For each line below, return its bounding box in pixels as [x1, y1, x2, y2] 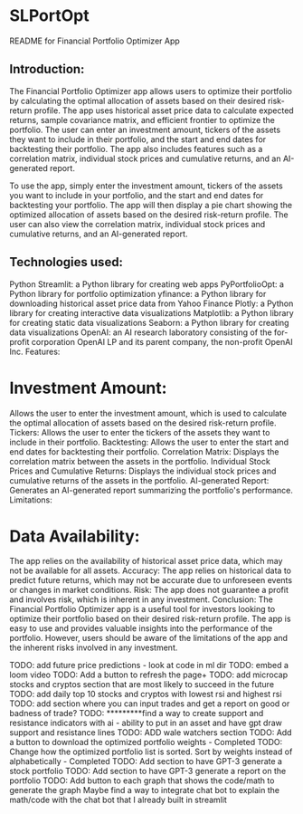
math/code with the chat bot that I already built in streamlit [9, 794, 228, 806]
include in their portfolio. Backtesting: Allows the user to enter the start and [9, 436, 289, 447]
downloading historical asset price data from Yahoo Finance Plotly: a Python [9, 298, 294, 309]
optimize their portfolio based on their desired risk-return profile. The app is [9, 613, 291, 625]
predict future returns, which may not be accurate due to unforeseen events [9, 575, 292, 586]
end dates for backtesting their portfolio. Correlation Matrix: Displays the [9, 445, 279, 457]
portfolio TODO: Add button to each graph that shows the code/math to [9, 775, 275, 786]
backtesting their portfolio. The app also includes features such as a [9, 143, 263, 154]
